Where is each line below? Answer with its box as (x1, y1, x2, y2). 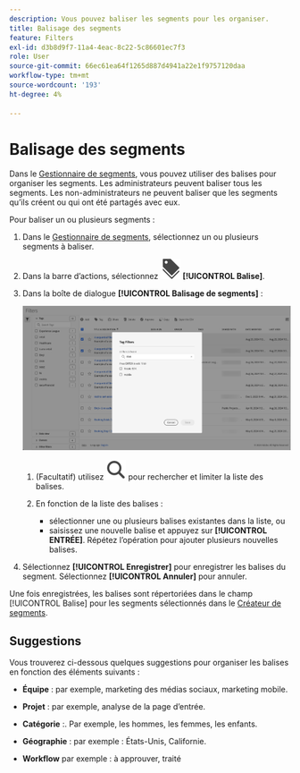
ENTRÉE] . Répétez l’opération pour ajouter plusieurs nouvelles (48, 535, 279, 546)
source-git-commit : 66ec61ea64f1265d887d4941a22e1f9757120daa (9, 62, 246, 71)
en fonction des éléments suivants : (9, 667, 140, 677)
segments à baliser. (21, 242, 95, 252)
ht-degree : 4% (9, 89, 62, 98)
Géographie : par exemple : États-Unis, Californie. (21, 735, 207, 746)
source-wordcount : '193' (9, 81, 102, 89)
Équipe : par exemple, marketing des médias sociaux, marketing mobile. (21, 684, 288, 694)
